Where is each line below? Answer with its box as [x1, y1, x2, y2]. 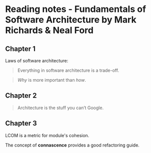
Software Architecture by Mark [5, 14, 136, 25]
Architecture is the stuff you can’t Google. [17, 105, 104, 111]
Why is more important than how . [17, 77, 86, 83]
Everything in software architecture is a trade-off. [17, 67, 119, 73]
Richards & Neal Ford [5, 25, 94, 36]
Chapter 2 [5, 91, 37, 100]
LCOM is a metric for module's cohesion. [5, 132, 89, 138]
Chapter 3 [5, 119, 37, 128]
